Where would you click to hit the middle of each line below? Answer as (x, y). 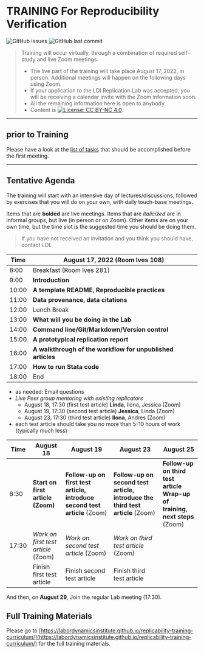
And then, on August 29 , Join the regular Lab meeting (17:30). (84, 597)
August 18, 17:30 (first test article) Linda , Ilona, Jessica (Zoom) (102, 404)
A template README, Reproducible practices (99, 290)
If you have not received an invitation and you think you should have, (107, 238)
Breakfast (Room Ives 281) (71, 270)
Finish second (85, 570)
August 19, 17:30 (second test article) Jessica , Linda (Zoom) (99, 411)
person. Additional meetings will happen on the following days (108, 77)
